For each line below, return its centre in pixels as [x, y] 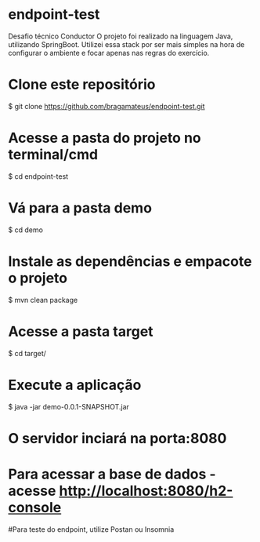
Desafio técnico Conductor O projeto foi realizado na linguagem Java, [121, 36]
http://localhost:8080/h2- [146, 491]
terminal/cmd [53, 155]
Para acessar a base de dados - [112, 474]
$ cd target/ [27, 353]
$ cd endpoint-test [38, 176]
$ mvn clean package [43, 300]
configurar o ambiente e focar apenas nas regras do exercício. [109, 53]
